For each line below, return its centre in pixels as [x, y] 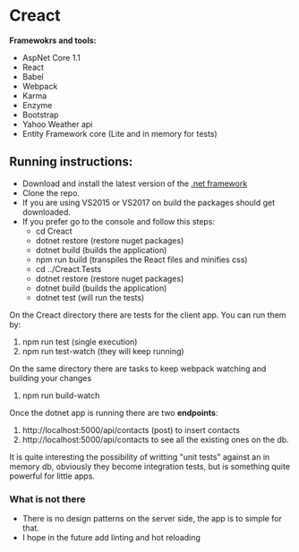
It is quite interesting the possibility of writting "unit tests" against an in [140, 456]
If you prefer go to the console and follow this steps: [119, 221]
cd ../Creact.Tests [68, 268]
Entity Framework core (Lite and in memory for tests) [120, 133]
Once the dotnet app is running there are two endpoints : [114, 412]
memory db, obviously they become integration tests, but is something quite [150, 466]
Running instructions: [71, 162]
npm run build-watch [61, 395]
